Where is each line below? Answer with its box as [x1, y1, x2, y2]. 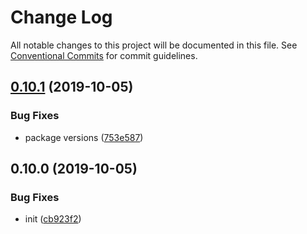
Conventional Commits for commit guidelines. [10, 49, 198, 61]
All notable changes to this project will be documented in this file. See [10, 39, 298, 51]
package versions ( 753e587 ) [24, 131, 144, 143]
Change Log [10, 6, 113, 29]
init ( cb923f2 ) [24, 213, 82, 225]
